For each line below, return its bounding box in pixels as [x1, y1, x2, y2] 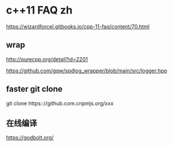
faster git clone [6, 84, 63, 94]
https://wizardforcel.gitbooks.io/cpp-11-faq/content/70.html [6, 23, 150, 30]
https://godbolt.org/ [6, 134, 54, 141]
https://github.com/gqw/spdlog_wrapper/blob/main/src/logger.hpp [6, 67, 167, 74]
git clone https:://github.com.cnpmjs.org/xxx [6, 99, 114, 106]
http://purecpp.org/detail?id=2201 [6, 55, 88, 62]
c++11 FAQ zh [6, 4, 73, 17]
